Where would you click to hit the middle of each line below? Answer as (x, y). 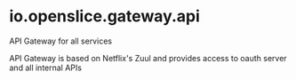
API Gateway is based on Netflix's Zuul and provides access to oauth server (148, 58)
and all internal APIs (46, 68)
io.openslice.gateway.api (104, 16)
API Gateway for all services (61, 41)
